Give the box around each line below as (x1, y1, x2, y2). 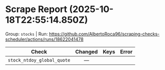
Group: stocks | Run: (5, 31, 48, 37)
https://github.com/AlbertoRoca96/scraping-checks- (49, 31, 160, 37)
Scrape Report (5, 4, 68, 15)
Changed (75, 48, 98, 55)
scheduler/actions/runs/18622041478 (5, 36, 84, 42)
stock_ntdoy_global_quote (8, 57, 71, 63)
